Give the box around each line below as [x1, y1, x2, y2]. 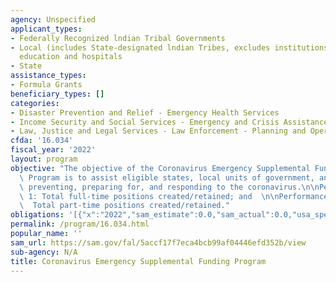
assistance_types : [10, 71, 87, 81]
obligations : [10, 210, 65, 220]
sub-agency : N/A [10, 247, 78, 257]
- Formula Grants [10, 80, 83, 90]
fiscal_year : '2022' [10, 145, 97, 155]
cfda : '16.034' [10, 136, 74, 146]
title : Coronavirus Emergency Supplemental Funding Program [10, 256, 267, 266]
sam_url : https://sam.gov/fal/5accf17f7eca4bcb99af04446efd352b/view [10, 237, 307, 248]
